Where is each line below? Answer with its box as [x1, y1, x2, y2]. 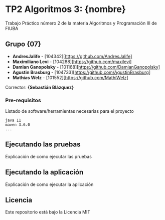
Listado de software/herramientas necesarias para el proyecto [5, 108, 134, 114]
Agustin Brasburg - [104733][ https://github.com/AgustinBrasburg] [12, 69, 151, 75]
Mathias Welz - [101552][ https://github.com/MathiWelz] [12, 74, 129, 81]
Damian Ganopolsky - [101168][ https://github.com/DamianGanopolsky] [12, 64, 160, 70]
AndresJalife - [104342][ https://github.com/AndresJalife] [12, 53, 132, 59]
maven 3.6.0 [5, 122, 30, 127]
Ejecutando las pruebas [5, 140, 81, 149]
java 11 [5, 118, 22, 123]
